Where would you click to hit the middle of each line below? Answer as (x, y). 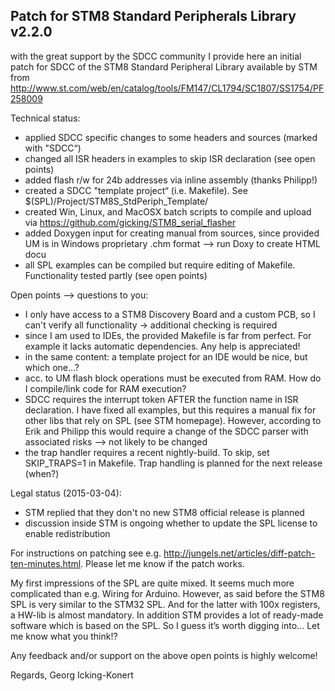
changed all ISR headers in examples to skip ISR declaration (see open (170, 158)
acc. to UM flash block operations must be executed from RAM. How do (173, 378)
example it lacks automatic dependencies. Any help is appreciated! (162, 346)
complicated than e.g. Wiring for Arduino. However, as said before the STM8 (167, 593)
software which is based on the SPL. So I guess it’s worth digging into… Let (165, 625)
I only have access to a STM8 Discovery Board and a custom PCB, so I (170, 314)
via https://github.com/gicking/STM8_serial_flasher (130, 222)
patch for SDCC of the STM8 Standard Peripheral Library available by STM (164, 66)
